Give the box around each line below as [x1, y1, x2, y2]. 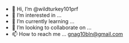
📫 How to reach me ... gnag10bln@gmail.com [11, 31, 124, 37]
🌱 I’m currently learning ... [11, 18, 75, 24]
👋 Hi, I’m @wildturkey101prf [11, 6, 78, 12]
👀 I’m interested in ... [11, 12, 62, 19]
